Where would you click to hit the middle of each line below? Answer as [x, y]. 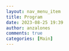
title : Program [24, 17]
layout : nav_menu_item [33, 11]
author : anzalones [28, 28]
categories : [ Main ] [30, 39]
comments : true [24, 33]
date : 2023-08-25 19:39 [35, 22]
